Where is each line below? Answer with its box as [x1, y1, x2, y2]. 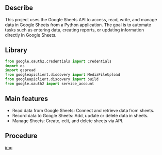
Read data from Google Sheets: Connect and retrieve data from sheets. [12, 107, 154, 113]
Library [5, 46, 28, 55]
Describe [5, 4, 33, 12]
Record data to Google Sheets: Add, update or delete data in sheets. [12, 113, 149, 118]
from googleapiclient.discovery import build [5, 77, 98, 82]
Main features [5, 95, 49, 103]
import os [5, 63, 25, 68]
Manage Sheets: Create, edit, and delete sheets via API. [12, 118, 124, 124]
